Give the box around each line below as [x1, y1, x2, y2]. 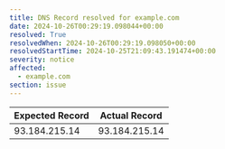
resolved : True [9, 30, 67, 39]
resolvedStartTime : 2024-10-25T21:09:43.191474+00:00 [9, 47, 217, 56]
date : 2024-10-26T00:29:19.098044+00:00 [9, 22, 164, 31]
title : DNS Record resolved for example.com [9, 13, 180, 23]
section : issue [9, 80, 67, 89]
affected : [9, 64, 47, 73]
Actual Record [99, 109, 163, 122]
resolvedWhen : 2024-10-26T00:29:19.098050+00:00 [9, 38, 196, 48]
